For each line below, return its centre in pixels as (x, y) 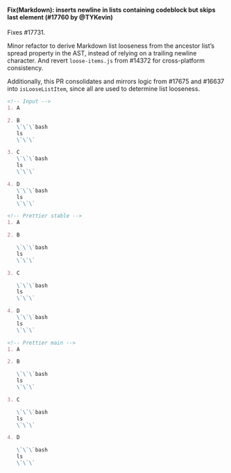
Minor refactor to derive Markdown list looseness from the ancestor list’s (111, 46)
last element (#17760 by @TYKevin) (60, 17)
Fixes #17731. (26, 33)
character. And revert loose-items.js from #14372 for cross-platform (106, 61)
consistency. (25, 68)
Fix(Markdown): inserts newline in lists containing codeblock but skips (111, 10)
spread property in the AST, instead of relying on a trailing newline (102, 53)
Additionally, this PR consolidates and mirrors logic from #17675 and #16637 (116, 81)
